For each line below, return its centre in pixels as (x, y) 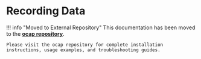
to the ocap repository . (35, 33)
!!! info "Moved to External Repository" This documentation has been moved (101, 27)
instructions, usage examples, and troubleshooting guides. (84, 50)
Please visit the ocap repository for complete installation (85, 45)
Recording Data (46, 11)
